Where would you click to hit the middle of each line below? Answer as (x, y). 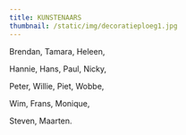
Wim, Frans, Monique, (50, 103)
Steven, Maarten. (41, 121)
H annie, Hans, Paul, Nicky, (58, 69)
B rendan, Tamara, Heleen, (57, 51)
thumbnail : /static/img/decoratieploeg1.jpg (93, 26)
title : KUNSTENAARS (46, 17)
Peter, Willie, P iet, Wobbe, (57, 86)
